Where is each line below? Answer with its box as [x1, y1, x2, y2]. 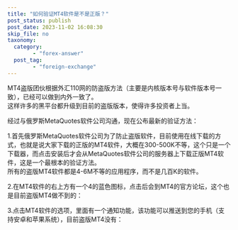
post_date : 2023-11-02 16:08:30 [7, 23, 103, 31]
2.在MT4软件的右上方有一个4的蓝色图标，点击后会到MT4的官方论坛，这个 [7, 182, 224, 190]
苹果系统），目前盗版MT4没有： [31, 214, 123, 224]
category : [13, 43, 42, 50]
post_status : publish [7, 17, 72, 24]
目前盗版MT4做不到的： [13, 191, 83, 199]
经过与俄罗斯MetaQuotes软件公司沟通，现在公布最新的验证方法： [7, 116, 198, 125]
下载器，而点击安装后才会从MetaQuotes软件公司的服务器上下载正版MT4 [7, 149, 218, 158]
